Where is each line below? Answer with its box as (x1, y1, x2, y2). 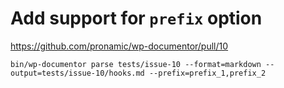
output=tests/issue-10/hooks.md (10, 68, 145, 78)
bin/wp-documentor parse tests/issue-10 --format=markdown (10, 59, 262, 69)
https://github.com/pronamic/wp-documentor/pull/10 (10, 40, 229, 52)
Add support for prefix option (10, 7, 263, 30)
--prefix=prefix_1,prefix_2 (148, 68, 267, 78)
